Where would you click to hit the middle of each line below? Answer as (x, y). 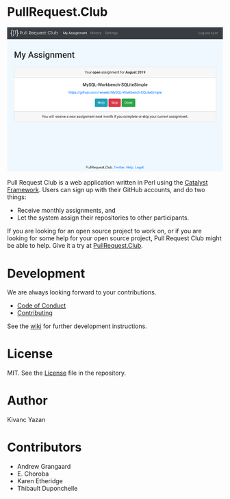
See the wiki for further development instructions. (77, 326)
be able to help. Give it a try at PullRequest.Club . (75, 246)
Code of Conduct (41, 305)
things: (17, 197)
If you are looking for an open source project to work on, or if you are (104, 231)
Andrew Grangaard (44, 467)
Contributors (44, 448)
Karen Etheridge (40, 481)
